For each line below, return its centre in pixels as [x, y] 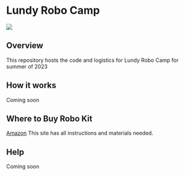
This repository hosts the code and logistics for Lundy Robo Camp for [92, 60]
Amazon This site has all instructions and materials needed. [80, 133]
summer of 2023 [27, 66]
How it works [31, 86]
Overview [25, 46]
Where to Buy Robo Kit [49, 119]
